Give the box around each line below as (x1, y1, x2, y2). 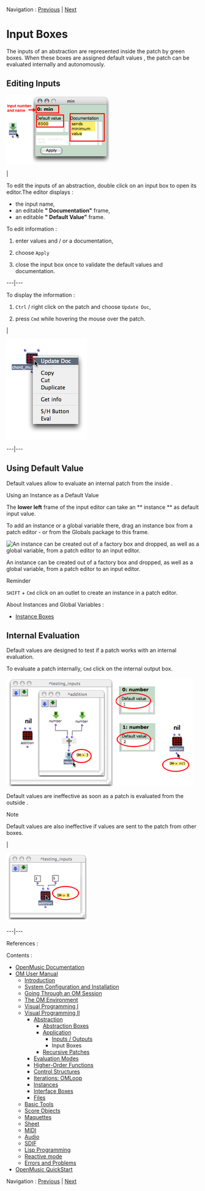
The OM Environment (24, 996, 78, 1004)
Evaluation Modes (33, 1055, 79, 1062)
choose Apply (15, 249, 50, 256)
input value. (6, 510, 36, 517)
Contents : (6, 952, 32, 959)
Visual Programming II (24, 1009, 80, 1017)
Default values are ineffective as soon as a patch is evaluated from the (6, 793, 184, 800)
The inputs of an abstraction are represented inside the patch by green (6, 47, 185, 55)
